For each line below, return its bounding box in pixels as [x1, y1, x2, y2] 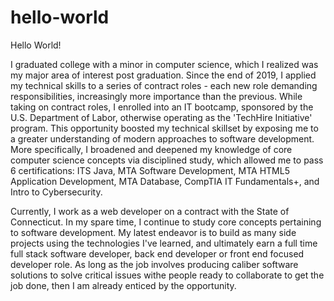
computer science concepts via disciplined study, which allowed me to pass [10, 154, 324, 166]
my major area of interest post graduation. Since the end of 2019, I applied [10, 69, 317, 81]
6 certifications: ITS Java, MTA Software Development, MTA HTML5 [10, 164, 290, 176]
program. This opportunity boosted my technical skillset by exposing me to [10, 122, 319, 134]
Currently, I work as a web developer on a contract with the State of [10, 205, 290, 217]
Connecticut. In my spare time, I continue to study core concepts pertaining [10, 216, 322, 228]
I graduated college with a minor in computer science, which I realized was [10, 58, 319, 70]
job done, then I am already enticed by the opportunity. [10, 279, 237, 291]
